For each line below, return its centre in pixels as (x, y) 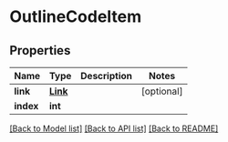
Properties (40, 51)
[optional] (162, 91)
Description (106, 76)
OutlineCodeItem (76, 17)
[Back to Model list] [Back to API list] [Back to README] (114, 128)
